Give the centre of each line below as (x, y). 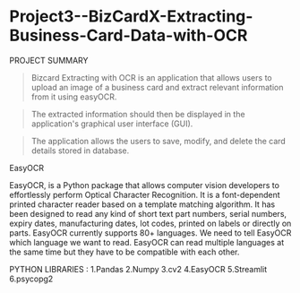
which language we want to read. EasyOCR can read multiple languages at (147, 242)
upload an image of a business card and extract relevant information (157, 87)
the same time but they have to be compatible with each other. (124, 252)
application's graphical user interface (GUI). (112, 124)
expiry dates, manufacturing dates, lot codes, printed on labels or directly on (150, 223)
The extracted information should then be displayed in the (138, 114)
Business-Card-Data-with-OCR (129, 35)
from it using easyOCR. (74, 97)
